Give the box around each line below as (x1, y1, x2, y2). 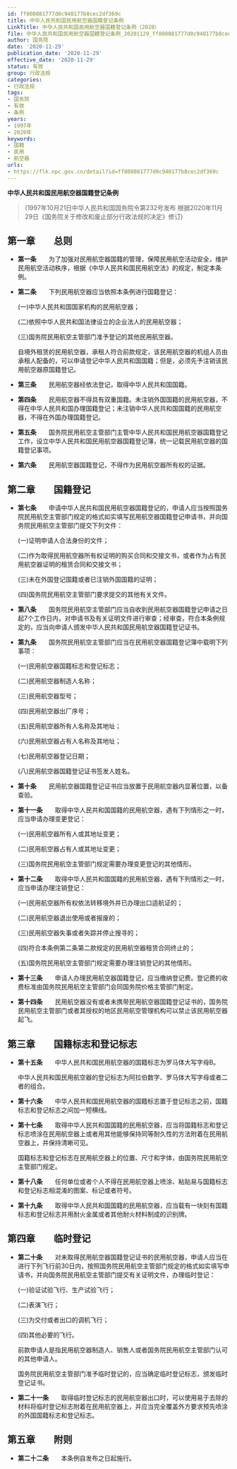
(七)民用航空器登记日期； (17, 752, 91, 761)
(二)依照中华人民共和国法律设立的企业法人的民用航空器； (17, 317, 183, 326)
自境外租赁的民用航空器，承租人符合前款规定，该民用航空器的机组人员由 (17, 348, 228, 356)
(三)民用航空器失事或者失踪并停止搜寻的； (17, 929, 140, 937)
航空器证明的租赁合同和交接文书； (23, 560, 123, 569)
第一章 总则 (7, 235, 73, 247)
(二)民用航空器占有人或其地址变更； (17, 845, 122, 853)
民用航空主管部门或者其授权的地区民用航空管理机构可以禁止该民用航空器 (17, 1007, 228, 1015)
